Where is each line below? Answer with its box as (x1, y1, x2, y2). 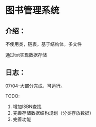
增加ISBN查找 (12, 103, 42, 110)
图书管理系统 (5, 5, 60, 16)
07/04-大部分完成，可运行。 (5, 83, 65, 89)
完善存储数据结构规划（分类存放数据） (12, 110, 94, 116)
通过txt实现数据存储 (5, 52, 47, 58)
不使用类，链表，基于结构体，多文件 (5, 41, 82, 47)
